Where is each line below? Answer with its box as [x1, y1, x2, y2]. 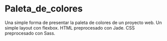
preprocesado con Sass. [5, 30, 56, 36]
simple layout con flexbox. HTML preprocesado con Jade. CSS [5, 24, 135, 30]
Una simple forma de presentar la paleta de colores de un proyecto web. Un [5, 19, 162, 25]
